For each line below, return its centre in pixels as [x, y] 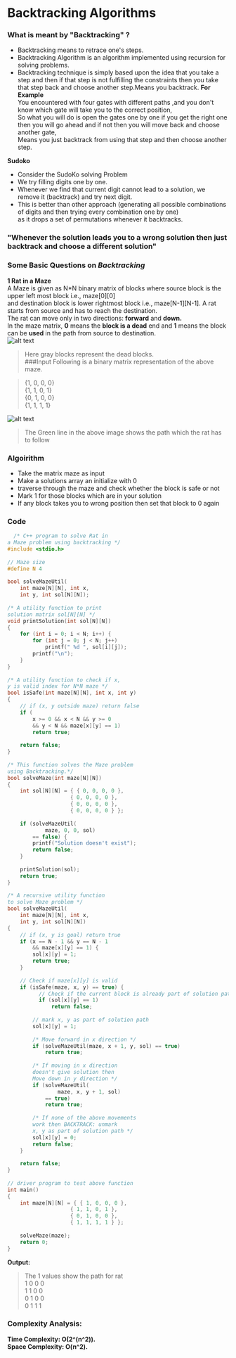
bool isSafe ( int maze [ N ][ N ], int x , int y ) [72, 693]
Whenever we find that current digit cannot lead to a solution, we [111, 190]
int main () [23, 1190]
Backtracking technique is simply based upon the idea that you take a [118, 72]
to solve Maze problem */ [45, 902]
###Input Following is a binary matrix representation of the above [119, 361]
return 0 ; [34, 1242]
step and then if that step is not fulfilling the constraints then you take [118, 80]
